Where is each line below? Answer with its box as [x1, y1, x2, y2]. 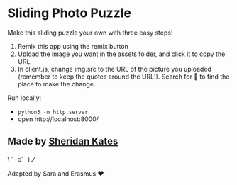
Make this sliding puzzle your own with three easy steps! [7, 28, 173, 37]
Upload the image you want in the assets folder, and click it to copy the [17, 50, 226, 58]
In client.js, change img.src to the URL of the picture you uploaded [17, 65, 211, 73]
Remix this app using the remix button [17, 42, 129, 50]
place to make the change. [17, 79, 96, 88]
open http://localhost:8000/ [17, 115, 99, 123]
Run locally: [7, 94, 42, 102]
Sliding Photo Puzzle [7, 5, 131, 21]
